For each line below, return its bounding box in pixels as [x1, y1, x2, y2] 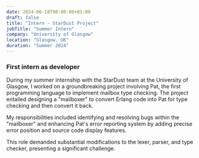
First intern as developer [6, 62, 80, 71]
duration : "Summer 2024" [6, 43, 69, 49]
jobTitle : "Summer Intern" [6, 25, 75, 32]
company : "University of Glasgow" [6, 31, 94, 38]
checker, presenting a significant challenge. [6, 145, 116, 152]
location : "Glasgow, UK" [6, 37, 69, 43]
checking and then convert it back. [6, 102, 93, 110]
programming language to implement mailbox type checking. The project [6, 89, 189, 97]
